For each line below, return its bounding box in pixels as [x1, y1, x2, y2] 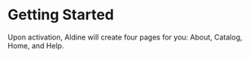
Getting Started [7, 6, 115, 24]
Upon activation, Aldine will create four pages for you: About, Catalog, [7, 32, 243, 42]
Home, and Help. [7, 40, 64, 50]
